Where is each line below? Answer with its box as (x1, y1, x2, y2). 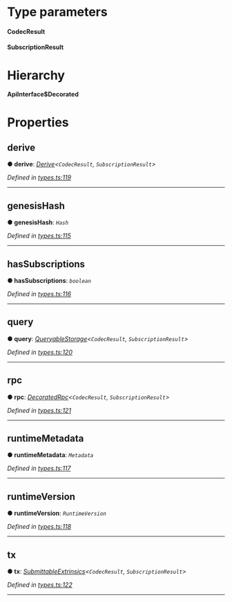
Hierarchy (7, 67, 66, 83)
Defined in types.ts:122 (7, 581, 72, 589)
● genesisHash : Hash (7, 218, 69, 226)
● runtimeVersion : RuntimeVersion (7, 509, 107, 518)
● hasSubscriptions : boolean (7, 276, 92, 284)
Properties (7, 115, 69, 130)
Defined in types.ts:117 (7, 464, 71, 473)
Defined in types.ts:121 (7, 406, 71, 414)
